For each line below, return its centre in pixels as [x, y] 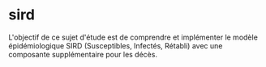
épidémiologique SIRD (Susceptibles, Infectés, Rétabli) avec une [116, 45]
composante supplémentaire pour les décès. [83, 54]
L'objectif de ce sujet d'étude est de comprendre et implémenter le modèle [133, 37]
